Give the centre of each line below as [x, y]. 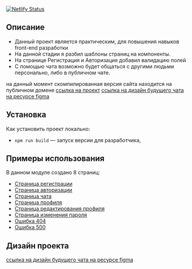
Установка [26, 115]
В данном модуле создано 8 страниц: [53, 173]
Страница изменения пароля [51, 215]
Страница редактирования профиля [60, 209]
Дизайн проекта [37, 246]
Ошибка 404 [30, 221]
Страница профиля [38, 202]
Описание [25, 27]
